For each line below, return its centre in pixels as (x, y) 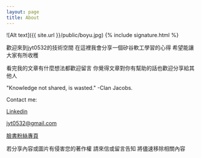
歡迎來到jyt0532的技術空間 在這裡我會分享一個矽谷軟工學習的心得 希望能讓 (100, 47)
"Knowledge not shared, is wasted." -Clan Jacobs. (69, 88)
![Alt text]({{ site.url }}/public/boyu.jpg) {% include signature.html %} (93, 35)
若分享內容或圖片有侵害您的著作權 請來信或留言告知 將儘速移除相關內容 (96, 148)
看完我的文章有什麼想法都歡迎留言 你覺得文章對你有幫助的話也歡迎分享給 (98, 68)
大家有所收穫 (22, 55)
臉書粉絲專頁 (22, 136)
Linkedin (17, 111)
